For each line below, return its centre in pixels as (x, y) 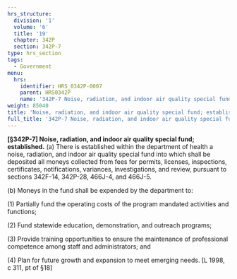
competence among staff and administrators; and (79, 246)
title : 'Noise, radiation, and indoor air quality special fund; (105, 112)
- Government (33, 66)
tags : (15, 60)
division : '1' (34, 20)
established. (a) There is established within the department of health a (110, 146)
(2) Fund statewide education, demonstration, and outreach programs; (110, 225)
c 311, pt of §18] (30, 267)
